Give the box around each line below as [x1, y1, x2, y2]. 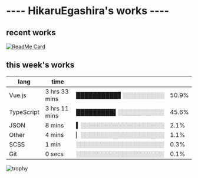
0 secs [45, 150, 64, 158]
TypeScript [9, 108, 39, 116]
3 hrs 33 [45, 87, 69, 95]
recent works [6, 28, 56, 38]
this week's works [6, 60, 75, 70]
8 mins [45, 121, 64, 129]
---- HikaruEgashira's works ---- [6, 4, 170, 18]
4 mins [45, 130, 64, 139]
